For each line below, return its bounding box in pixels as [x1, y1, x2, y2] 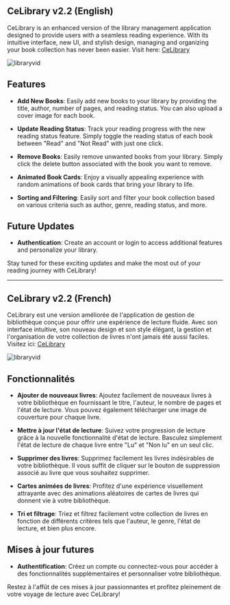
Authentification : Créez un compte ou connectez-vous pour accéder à [16, 562, 218, 570]
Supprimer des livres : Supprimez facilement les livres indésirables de [16, 454, 214, 463]
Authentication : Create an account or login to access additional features [16, 239, 222, 247]
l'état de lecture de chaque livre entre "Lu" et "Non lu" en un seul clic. [16, 441, 214, 449]
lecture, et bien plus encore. [16, 524, 97, 532]
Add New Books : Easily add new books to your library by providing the [16, 96, 217, 105]
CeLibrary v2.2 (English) [7, 5, 114, 17]
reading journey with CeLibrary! [7, 266, 97, 274]
